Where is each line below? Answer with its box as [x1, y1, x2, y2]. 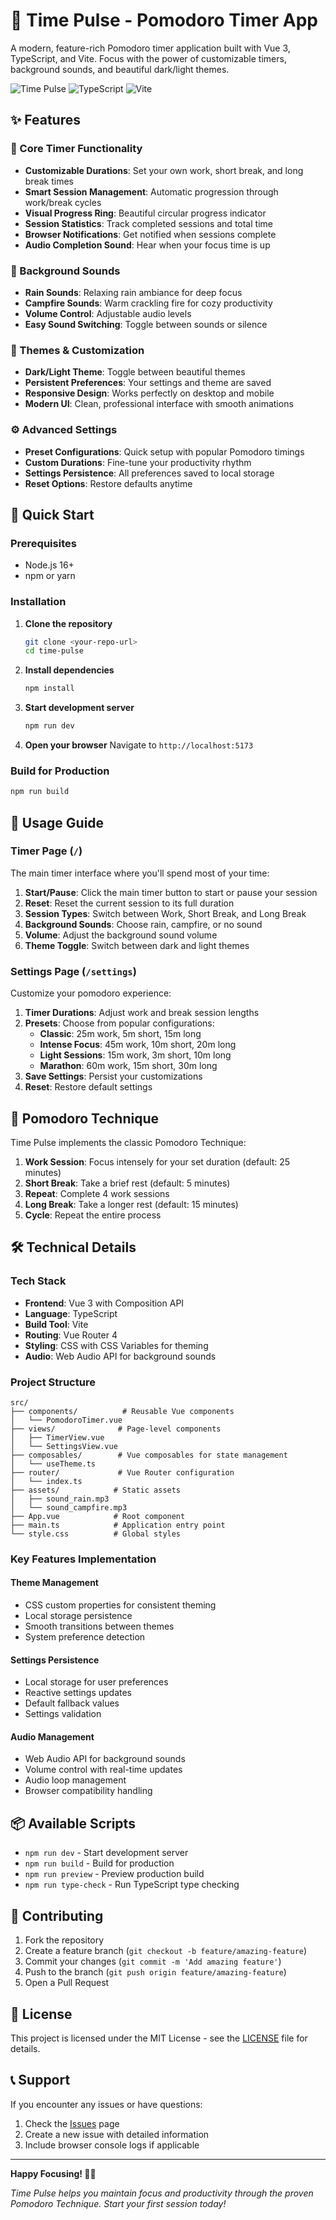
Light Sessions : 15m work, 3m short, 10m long [39, 1049, 232, 1061]
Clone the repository [24, 617, 113, 629]
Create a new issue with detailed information [24, 2128, 210, 2140]
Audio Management [10, 1730, 95, 1743]
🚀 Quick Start [10, 506, 95, 523]
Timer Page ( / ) [10, 844, 83, 858]
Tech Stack [10, 1274, 67, 1288]
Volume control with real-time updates [24, 1764, 183, 1776]
